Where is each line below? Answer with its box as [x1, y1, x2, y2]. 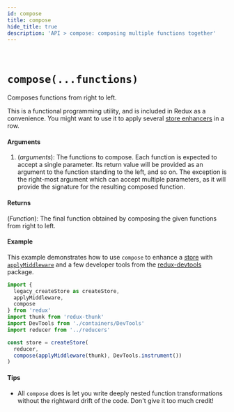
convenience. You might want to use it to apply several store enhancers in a [7, 114, 225, 122]
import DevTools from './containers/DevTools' [7, 320, 145, 327]
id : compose [7, 10, 42, 17]
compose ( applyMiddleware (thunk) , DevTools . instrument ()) [13, 352, 182, 359]
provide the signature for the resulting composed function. [17, 182, 186, 191]
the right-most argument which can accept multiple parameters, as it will [17, 175, 226, 184]
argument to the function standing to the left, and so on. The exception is [17, 168, 227, 176]
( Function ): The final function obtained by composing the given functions [7, 214, 217, 223]
